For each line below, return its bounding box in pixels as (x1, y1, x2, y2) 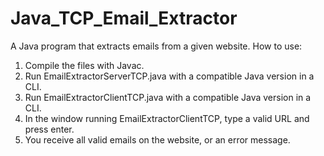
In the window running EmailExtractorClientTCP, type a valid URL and (24, 112, 310, 124)
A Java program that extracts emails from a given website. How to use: (10, 40, 303, 52)
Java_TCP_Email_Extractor (10, 7, 238, 30)
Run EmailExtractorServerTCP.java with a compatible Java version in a (24, 70, 315, 82)
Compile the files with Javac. (24, 59, 145, 71)
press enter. (24, 123, 75, 135)
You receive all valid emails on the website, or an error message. (24, 133, 291, 146)
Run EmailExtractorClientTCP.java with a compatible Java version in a (24, 91, 312, 103)
